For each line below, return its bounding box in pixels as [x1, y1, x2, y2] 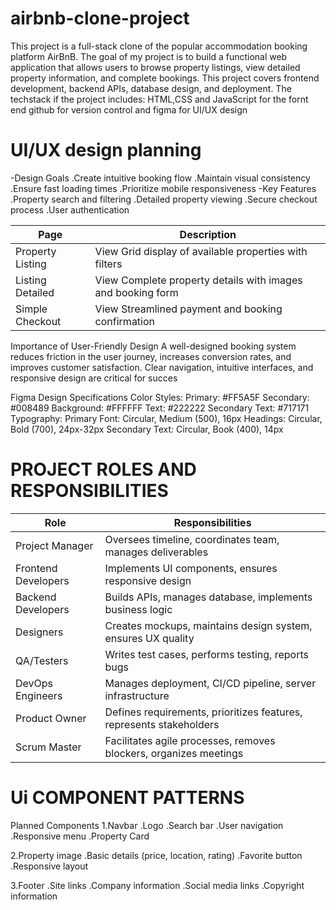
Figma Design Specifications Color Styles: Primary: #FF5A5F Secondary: [10, 391, 310, 403]
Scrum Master [15, 740, 82, 754]
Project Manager [15, 538, 94, 552]
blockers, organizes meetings [104, 746, 244, 760]
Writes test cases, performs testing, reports [104, 647, 309, 661]
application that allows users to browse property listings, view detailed [10, 61, 301, 73]
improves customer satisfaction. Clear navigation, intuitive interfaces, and [10, 361, 314, 373]
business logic [104, 602, 173, 616]
